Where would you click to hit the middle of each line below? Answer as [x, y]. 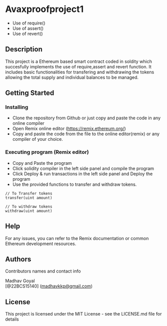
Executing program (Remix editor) [47, 152]
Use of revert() [28, 33]
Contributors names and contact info [43, 271]
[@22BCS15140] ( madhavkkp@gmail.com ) [49, 286]
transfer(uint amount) [29, 198]
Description [24, 49]
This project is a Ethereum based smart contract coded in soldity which [79, 61]
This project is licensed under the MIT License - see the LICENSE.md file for [83, 314]
